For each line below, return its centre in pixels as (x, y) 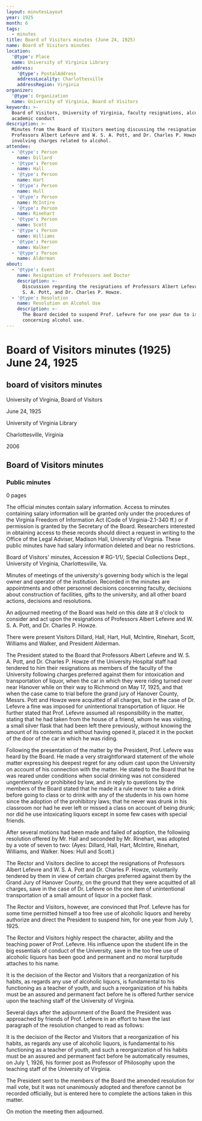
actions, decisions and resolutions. (49, 601)
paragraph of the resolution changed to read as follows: (75, 1025)
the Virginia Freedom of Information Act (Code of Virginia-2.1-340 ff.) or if (97, 520)
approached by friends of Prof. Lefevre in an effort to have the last (88, 1019)
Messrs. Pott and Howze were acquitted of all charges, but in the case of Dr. (101, 700)
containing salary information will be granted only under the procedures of (98, 514)
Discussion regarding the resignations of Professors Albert (100, 286)
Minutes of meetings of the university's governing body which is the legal (97, 575)
